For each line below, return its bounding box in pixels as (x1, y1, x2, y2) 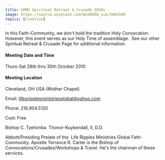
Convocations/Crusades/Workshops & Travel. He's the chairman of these (5, 145, 156, 151)
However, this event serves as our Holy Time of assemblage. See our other (5, 35, 160, 41)
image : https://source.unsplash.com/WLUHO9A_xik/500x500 (5, 12, 126, 17)
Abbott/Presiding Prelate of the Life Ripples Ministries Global (5, 134, 131, 140)
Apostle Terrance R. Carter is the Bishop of (31, 139, 119, 145)
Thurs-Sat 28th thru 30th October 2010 (5, 63, 86, 69)
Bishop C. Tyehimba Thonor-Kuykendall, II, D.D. (5, 124, 103, 130)
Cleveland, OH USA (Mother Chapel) (5, 86, 80, 92)
